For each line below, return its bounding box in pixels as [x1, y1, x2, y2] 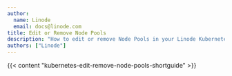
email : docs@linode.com [13, 23, 81, 30]
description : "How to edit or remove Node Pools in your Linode [7, 36, 196, 43]
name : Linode [13, 17, 51, 23]
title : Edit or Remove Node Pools [7, 29, 107, 37]
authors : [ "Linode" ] [7, 42, 67, 49]
